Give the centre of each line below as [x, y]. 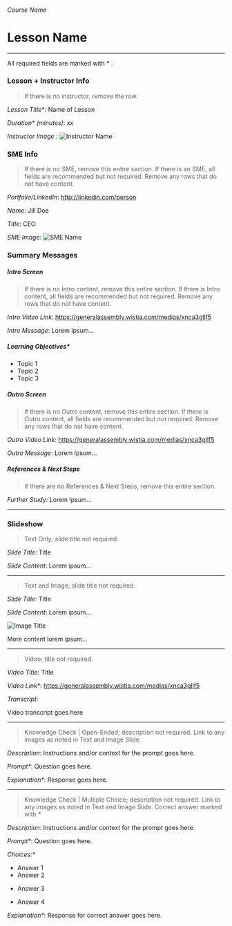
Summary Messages [42, 255]
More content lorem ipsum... [47, 639]
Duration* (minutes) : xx [40, 123]
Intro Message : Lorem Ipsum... [51, 331]
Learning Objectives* [39, 346]
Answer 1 [30, 868]
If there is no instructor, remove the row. [81, 96]
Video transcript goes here [45, 713]
